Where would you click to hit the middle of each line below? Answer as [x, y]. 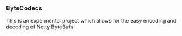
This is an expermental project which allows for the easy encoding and [91, 21]
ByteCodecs [24, 8]
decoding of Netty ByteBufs [40, 27]
